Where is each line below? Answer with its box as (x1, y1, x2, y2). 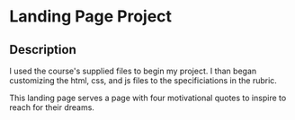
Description (9, 42, 76, 57)
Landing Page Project (9, 6, 173, 27)
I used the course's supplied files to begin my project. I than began (9, 65, 257, 76)
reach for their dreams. (9, 102, 94, 113)
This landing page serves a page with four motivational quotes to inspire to (9, 92, 287, 103)
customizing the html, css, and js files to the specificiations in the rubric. (9, 75, 277, 86)
